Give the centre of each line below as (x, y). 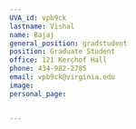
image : (22, 85)
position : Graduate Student (63, 52)
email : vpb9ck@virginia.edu (63, 77)
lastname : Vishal (42, 26)
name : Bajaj (32, 35)
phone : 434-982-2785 (49, 69)
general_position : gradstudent (68, 43)
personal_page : (38, 94)
